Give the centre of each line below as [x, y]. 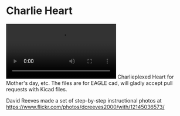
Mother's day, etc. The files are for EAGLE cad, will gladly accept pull [89, 83]
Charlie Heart [40, 11]
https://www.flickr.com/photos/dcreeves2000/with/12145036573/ [85, 107]
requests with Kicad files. [37, 89]
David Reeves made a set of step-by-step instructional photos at [84, 100]
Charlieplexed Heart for [145, 77]
